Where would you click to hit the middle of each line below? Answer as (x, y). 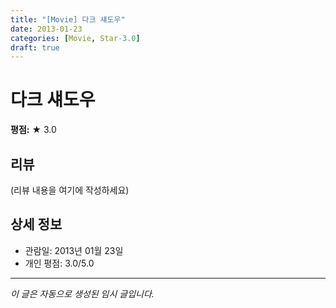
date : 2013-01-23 (46, 29)
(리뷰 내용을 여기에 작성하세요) (70, 190)
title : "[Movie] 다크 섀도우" (68, 19)
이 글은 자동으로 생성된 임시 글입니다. (82, 293)
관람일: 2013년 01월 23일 (74, 250)
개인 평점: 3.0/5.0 (59, 263)
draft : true (35, 47)
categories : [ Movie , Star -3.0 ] (75, 38)
